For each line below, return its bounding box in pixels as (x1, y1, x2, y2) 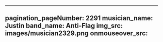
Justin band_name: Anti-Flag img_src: (5, 22, 123, 30)
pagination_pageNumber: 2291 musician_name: (5, 14, 153, 22)
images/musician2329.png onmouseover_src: (5, 29, 148, 38)
